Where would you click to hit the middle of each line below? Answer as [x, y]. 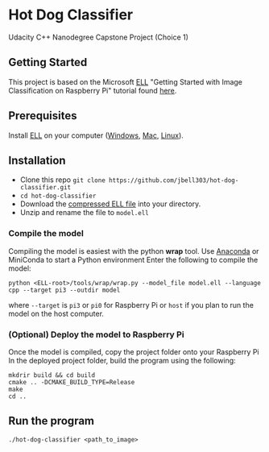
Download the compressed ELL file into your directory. [110, 204]
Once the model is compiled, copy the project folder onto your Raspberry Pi [134, 351]
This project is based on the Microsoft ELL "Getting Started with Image [126, 81]
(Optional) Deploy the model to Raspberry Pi [96, 334]
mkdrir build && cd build [52, 375]
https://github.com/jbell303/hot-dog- [174, 180]
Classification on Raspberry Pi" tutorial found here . [93, 90]
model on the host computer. [56, 313]
